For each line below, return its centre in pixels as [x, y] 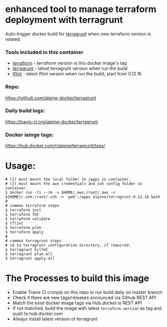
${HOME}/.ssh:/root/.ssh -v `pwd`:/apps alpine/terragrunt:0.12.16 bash [83, 197]
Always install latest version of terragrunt [55, 319]
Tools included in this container [44, 52]
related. [13, 39]
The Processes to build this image [77, 279]
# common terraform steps [32, 206]
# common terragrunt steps [33, 241]
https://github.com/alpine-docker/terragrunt [51, 98]
